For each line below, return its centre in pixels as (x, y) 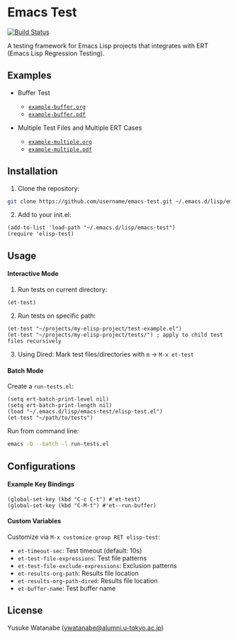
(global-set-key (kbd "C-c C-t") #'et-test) (74, 499)
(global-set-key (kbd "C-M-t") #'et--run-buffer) (82, 505)
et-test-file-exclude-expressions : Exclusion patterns (97, 565)
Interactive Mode (33, 274)
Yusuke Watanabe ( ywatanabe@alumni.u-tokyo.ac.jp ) (86, 628)
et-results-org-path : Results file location (78, 573)
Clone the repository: (49, 188)
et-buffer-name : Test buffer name (67, 588)
